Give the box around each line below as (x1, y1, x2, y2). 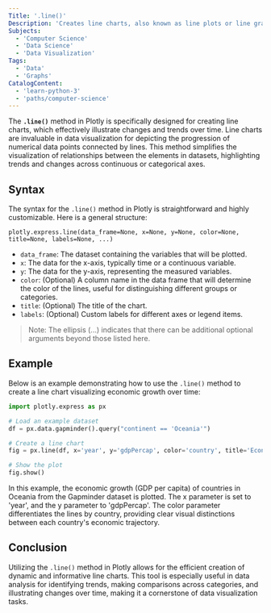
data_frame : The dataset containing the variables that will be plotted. (19, 249, 248, 259)
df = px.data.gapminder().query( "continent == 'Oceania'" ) (8, 424, 211, 432)
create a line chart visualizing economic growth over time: (8, 386, 201, 396)
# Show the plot (8, 461, 63, 469)
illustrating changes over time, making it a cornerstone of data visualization (8, 588, 258, 598)
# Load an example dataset (8, 417, 99, 425)
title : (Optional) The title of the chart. (19, 301, 148, 311)
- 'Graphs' (15, 72, 52, 80)
